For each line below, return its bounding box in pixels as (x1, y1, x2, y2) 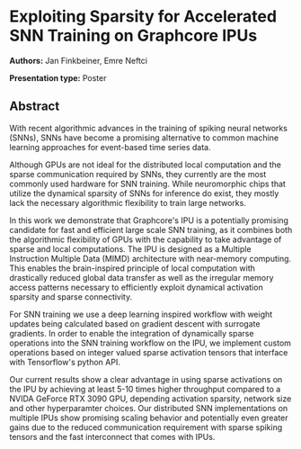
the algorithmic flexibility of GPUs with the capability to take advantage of (9, 234, 282, 245)
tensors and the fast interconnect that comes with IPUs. (9, 431, 216, 442)
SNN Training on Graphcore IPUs (9, 25, 258, 46)
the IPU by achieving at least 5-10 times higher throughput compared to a (9, 383, 281, 394)
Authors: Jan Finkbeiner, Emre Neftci (9, 55, 148, 66)
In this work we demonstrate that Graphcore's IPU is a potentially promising (9, 214, 289, 226)
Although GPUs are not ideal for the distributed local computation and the (9, 159, 281, 170)
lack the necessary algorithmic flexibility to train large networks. (9, 197, 247, 208)
